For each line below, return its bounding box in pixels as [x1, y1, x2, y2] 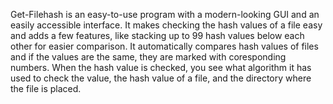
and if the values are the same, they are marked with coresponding [10, 51, 287, 63]
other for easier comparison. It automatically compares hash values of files [10, 40, 319, 52]
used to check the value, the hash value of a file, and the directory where [10, 72, 312, 84]
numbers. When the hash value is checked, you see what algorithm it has [10, 62, 312, 73]
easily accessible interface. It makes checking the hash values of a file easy [10, 19, 323, 31]
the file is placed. [10, 83, 82, 94]
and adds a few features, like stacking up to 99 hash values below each [10, 30, 305, 41]
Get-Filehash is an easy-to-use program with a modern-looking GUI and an [10, 9, 320, 20]
